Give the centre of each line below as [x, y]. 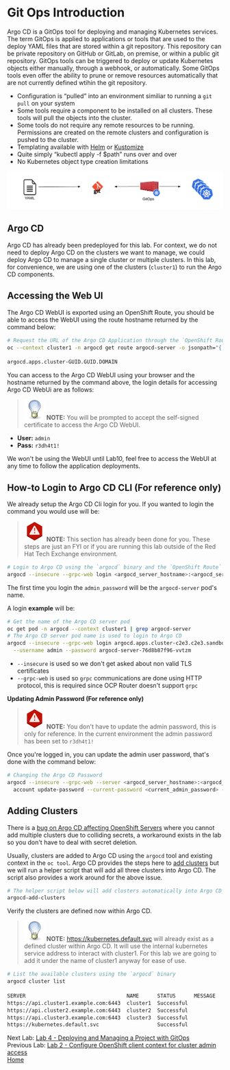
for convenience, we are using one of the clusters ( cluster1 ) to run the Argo [115, 267]
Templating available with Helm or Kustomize [80, 147]
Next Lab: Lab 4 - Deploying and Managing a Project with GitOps [99, 1038]
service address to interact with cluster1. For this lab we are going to [120, 953]
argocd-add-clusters [37, 898]
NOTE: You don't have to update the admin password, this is [131, 727]
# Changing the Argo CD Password [55, 775]
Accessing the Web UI [55, 296]
